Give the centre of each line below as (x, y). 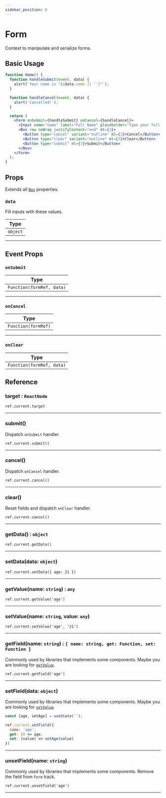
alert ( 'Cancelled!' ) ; (36, 102)
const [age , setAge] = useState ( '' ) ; (44, 716)
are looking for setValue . (30, 707)
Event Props (24, 254)
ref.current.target (25, 406)
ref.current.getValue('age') (35, 599)
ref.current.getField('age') (35, 674)
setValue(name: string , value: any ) (47, 616)
